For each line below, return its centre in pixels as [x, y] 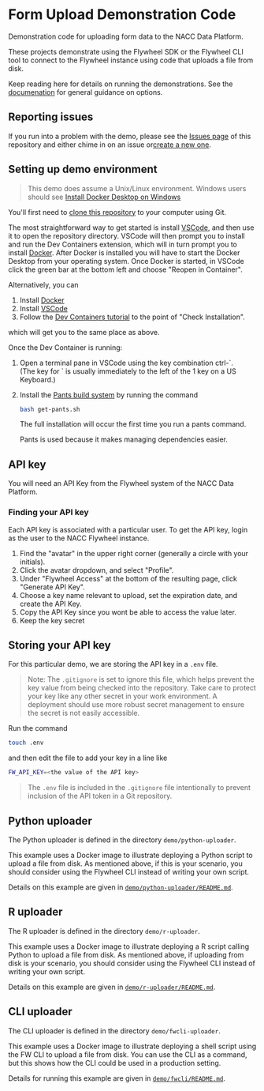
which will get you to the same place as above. [84, 332]
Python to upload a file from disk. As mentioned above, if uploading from [126, 954]
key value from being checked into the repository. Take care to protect [141, 688]
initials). [32, 562]
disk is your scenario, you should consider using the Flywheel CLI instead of [132, 963]
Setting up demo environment [83, 169]
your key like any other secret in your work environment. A [123, 696]
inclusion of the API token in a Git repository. [100, 796]
